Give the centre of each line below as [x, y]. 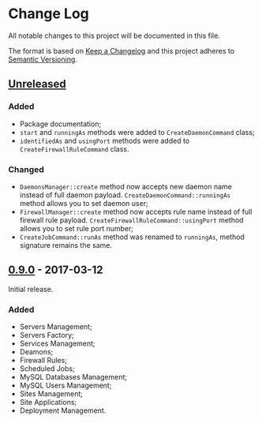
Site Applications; [48, 402]
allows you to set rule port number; [77, 228]
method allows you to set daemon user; [84, 203]
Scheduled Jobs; [47, 369]
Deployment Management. [63, 410]
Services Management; [58, 343]
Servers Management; [56, 327]
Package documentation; [60, 124]
